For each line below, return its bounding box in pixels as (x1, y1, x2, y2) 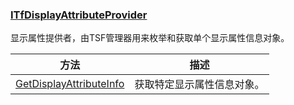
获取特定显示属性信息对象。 (134, 78, 265, 92)
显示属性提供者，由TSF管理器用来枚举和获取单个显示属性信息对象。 (10, 32, 290, 44)
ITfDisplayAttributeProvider (10, 8, 148, 22)
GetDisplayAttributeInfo (15, 77, 125, 91)
